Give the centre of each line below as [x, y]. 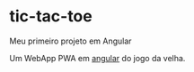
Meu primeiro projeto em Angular [71, 41]
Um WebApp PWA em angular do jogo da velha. [97, 58]
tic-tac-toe [51, 16]
